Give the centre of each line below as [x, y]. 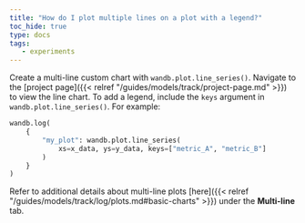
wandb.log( [30, 124]
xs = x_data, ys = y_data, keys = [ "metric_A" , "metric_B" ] [162, 148]
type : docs [30, 35]
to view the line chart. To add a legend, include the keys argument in [137, 97]
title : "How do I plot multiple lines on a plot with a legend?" [136, 18]
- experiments [48, 52]
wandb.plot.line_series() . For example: [85, 106]
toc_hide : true [38, 26]
